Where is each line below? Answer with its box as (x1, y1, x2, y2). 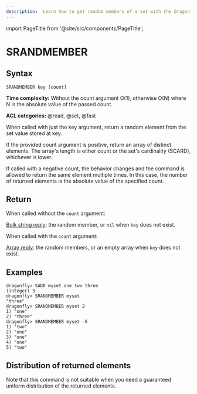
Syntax (6, 69, 33, 79)
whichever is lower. (6, 153, 53, 160)
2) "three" (6, 314, 33, 320)
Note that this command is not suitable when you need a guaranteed (6, 376, 172, 383)
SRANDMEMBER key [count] (6, 84, 67, 90)
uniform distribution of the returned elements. (6, 382, 117, 389)
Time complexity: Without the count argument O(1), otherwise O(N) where (6, 95, 186, 102)
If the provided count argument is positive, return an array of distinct (6, 141, 172, 148)
